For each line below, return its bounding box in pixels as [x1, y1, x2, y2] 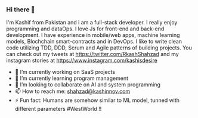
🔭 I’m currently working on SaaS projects [14, 69, 115, 76]
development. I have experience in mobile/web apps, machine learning [6, 32, 180, 39]
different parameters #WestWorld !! [14, 105, 102, 113]
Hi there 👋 [6, 5, 36, 14]
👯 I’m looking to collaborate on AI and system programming [14, 81, 161, 88]
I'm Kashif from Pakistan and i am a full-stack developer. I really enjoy [6, 19, 178, 26]
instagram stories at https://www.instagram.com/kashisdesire [6, 57, 158, 64]
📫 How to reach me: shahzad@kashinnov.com [14, 88, 131, 95]
